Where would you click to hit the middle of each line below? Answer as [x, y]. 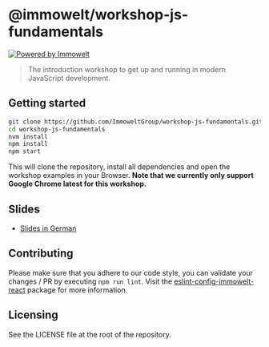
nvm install [28, 137]
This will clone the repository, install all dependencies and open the [119, 167]
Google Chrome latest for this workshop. [77, 184]
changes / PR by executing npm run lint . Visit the [90, 281]
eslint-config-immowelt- [214, 281]
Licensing [33, 315]
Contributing [41, 254]
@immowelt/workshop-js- [98, 15]
